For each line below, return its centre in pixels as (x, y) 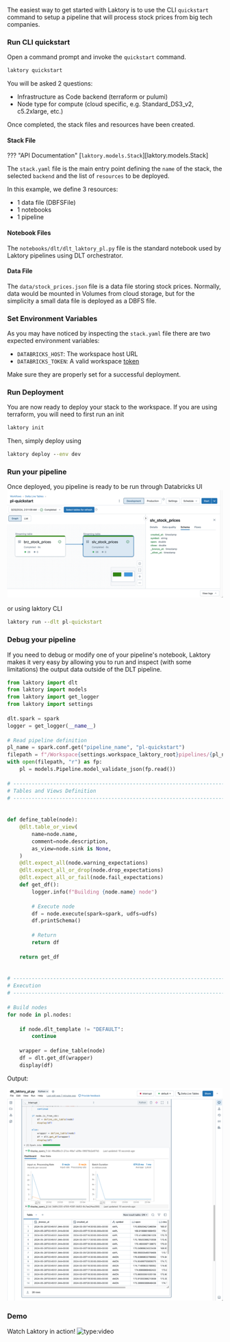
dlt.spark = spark (33, 718)
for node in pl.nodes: (39, 1015)
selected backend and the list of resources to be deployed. (88, 176)
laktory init (26, 428)
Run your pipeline (37, 472)
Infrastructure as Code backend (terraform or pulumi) (92, 97)
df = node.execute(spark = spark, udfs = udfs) (94, 913)
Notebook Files (29, 233)
